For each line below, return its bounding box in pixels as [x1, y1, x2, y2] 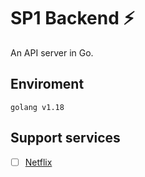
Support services [10, 130, 121, 147]
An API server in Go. [10, 46, 94, 59]
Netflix [24, 156, 53, 168]
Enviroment [10, 76, 85, 93]
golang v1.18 [10, 102, 65, 112]
